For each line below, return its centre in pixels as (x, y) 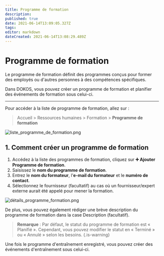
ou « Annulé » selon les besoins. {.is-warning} (63, 235)
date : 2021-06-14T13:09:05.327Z (38, 23)
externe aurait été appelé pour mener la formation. (63, 191)
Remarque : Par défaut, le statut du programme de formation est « (83, 224)
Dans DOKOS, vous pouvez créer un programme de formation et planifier (79, 89)
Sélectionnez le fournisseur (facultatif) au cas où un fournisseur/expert (83, 185)
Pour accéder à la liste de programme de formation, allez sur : (67, 108)
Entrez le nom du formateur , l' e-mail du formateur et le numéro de (80, 175)
